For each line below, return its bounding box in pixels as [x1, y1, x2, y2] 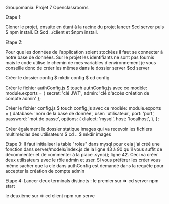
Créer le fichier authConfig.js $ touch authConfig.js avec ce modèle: [5, 85, 148, 91]
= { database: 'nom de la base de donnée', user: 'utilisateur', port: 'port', [5, 111, 155, 116]
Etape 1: [5, 14, 22, 20]
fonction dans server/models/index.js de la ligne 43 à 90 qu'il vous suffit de [5, 146, 163, 152]
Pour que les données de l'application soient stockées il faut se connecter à [5, 49, 163, 55]
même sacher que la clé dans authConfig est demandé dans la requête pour [5, 162, 164, 169]
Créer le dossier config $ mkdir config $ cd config [5, 75, 110, 80]
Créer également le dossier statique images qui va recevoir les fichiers [5, 126, 152, 132]
